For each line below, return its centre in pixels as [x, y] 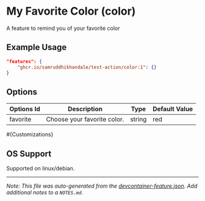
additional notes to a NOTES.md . [45, 192]
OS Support [29, 154]
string [138, 119]
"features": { [24, 61]
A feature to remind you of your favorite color [63, 28]
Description [85, 109]
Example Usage [37, 47]
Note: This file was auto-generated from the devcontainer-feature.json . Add [102, 186]
